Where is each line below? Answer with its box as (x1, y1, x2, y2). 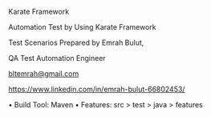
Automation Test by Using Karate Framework (8, 22, 156, 31)
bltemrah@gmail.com (8, 69, 79, 79)
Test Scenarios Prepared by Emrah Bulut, (8, 38, 144, 47)
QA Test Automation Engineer (8, 54, 106, 63)
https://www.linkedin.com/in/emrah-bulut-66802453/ (8, 84, 185, 94)
